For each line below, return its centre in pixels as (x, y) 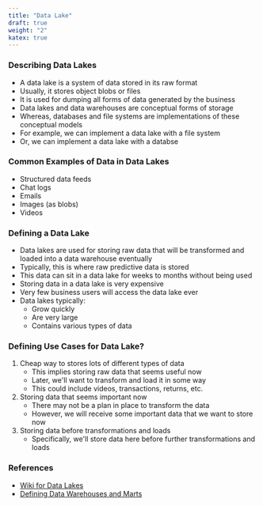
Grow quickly (53, 309)
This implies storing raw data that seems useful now (116, 372)
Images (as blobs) (49, 204)
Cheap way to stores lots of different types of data (102, 364)
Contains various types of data (82, 326)
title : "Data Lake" (40, 15)
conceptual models (51, 124)
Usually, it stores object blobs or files (80, 91)
